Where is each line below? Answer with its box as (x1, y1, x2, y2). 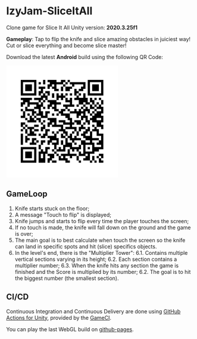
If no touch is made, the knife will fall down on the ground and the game (14, 224, 191, 231)
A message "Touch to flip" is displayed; (14, 211, 112, 218)
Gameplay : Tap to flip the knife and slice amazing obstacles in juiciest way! (6, 35, 191, 42)
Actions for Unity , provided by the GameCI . (6, 314, 112, 321)
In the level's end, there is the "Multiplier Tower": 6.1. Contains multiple (14, 249, 188, 256)
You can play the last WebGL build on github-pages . (6, 325, 134, 332)
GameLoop (6, 189, 48, 199)
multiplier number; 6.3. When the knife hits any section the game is (14, 261, 179, 269)
